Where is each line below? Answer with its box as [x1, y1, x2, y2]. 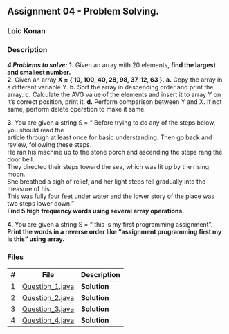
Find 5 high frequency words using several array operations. [7, 206, 185, 215]
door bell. [7, 155, 35, 164]
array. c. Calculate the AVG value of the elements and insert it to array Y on [7, 90, 221, 98]
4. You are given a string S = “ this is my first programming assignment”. [7, 220, 213, 228]
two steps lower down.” [7, 199, 75, 207]
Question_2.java [21, 292, 75, 302]
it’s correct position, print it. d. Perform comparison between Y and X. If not [7, 97, 222, 106]
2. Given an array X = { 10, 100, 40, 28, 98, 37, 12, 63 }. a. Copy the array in [7, 76, 223, 84]
